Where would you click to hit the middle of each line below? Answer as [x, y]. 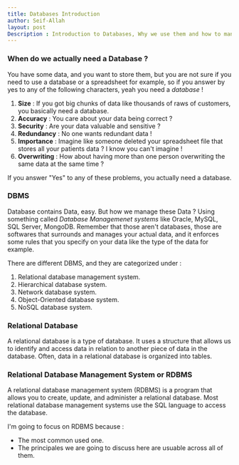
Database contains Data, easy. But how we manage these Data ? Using [111, 211]
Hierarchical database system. [62, 284]
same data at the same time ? [61, 164]
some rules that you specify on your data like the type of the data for [108, 241]
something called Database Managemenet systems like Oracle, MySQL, [113, 219]
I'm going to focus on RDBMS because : [66, 427]
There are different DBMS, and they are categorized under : [95, 263]
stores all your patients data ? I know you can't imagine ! [100, 148]
